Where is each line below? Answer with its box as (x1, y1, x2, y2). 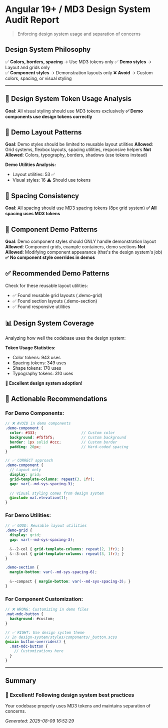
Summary (5, 676, 36, 685)
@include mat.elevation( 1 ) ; (9, 495, 68, 500)
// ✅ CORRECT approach (5, 458, 53, 463)
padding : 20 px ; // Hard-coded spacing (9, 444, 128, 450)
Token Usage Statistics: (5, 345, 56, 351)
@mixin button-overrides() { (5, 639, 66, 644)
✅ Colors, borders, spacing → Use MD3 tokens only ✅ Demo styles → (5, 59, 152, 65)
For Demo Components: (5, 409, 64, 416)
